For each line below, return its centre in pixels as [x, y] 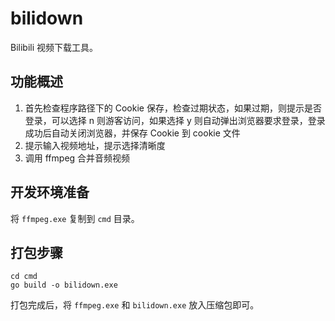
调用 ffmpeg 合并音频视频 [77, 158]
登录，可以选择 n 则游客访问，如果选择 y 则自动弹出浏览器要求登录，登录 [175, 120]
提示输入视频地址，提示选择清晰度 [95, 145]
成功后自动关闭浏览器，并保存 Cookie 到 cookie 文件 [132, 133]
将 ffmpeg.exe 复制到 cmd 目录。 [75, 218]
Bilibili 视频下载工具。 [54, 47]
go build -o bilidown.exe [64, 285]
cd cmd [24, 277]
